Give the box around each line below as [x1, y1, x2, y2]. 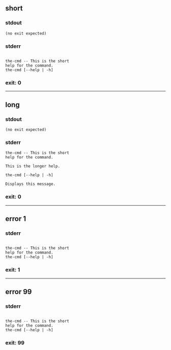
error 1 [5, 214, 26, 223]
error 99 [5, 287, 32, 296]
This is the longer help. [5, 164, 60, 169]
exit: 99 [5, 339, 24, 346]
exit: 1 [5, 266, 20, 273]
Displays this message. [5, 181, 56, 187]
